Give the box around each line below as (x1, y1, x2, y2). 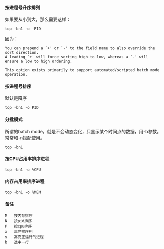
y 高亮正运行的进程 (5, 235, 44, 240)
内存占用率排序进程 (5, 178, 45, 184)
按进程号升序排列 (5, 4, 40, 10)
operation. (5, 72, 28, 77)
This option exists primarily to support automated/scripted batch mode (5, 68, 160, 73)
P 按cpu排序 (5, 224, 32, 229)
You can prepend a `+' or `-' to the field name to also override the (5, 46, 155, 51)
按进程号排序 (5, 83, 31, 89)
